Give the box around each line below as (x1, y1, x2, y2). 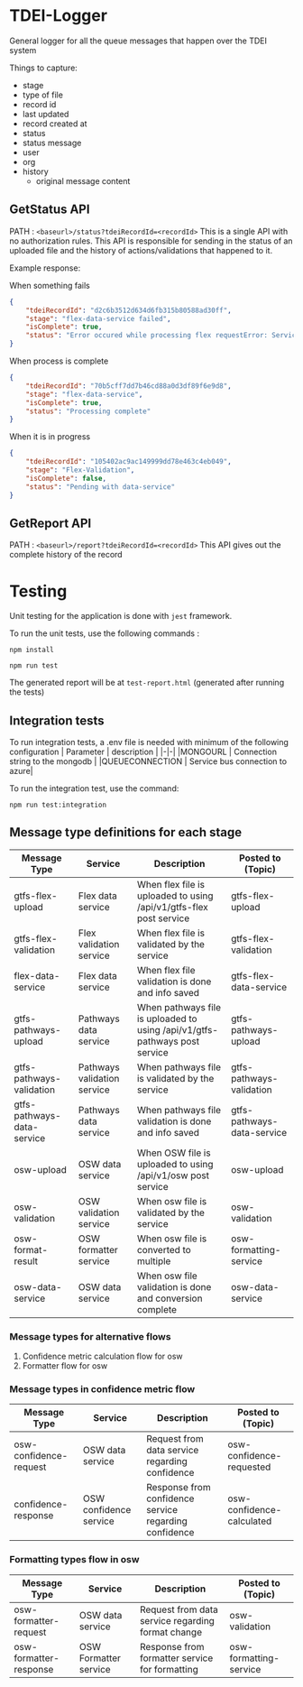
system (9, 44, 37, 55)
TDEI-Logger (9, 5, 108, 26)
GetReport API (9, 515, 92, 530)
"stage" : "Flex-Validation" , (25, 466, 135, 475)
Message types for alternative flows (9, 1330, 171, 1342)
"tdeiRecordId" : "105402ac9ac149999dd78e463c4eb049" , (25, 457, 232, 466)
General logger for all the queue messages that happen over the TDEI (9, 35, 268, 46)
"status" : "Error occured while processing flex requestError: (25, 331, 269, 340)
